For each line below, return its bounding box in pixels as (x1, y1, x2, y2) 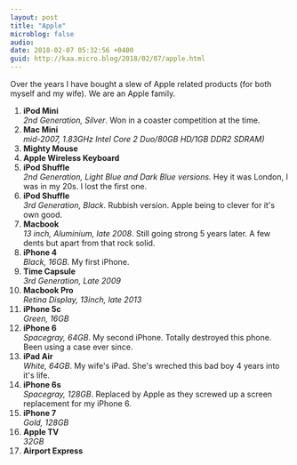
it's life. (22, 370, 51, 381)
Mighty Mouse (22, 143, 78, 154)
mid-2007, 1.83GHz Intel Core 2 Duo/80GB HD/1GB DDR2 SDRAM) (22, 134, 265, 144)
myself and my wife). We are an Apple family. (10, 88, 176, 99)
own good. (22, 210, 63, 220)
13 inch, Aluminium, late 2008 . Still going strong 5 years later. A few (22, 228, 271, 238)
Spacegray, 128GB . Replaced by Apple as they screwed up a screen (22, 389, 273, 399)
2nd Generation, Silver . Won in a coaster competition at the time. (22, 115, 261, 125)
